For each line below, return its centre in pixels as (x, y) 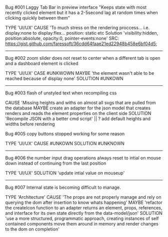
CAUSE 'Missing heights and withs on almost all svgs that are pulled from (80, 103)
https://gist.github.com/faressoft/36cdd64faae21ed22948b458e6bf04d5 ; (81, 44)
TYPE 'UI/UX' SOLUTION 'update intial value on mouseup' (65, 173)
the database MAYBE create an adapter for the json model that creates (78, 108)
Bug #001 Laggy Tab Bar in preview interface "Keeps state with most (76, 7)
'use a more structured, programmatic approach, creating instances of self (82, 218)
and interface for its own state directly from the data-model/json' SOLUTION (84, 213)
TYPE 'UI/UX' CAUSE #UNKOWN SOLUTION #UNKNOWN (65, 143)
